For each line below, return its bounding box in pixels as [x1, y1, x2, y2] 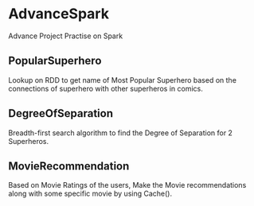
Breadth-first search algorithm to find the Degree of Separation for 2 [8, 128, 233, 138]
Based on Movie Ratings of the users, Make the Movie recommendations [8, 181, 247, 190]
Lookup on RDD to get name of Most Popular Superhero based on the [8, 75, 237, 84]
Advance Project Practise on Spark [8, 31, 123, 41]
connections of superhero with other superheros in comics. [8, 84, 203, 93]
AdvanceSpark [8, 5, 110, 23]
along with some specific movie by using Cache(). [8, 189, 173, 199]
